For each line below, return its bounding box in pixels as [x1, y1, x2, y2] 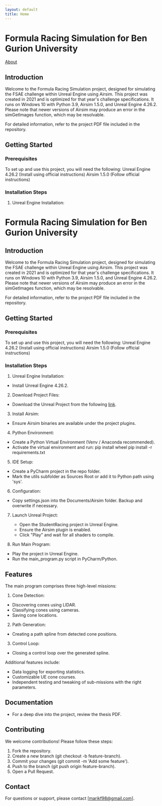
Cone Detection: [12, 592, 45, 599]
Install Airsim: [12, 411, 39, 417]
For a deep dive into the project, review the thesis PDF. [12, 711, 122, 717]
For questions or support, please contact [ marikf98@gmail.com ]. [5, 795, 135, 801]
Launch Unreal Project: [12, 512, 58, 518]
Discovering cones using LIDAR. [12, 602, 77, 608]
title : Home [5, 12, 29, 17]
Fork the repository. [12, 748, 52, 753]
